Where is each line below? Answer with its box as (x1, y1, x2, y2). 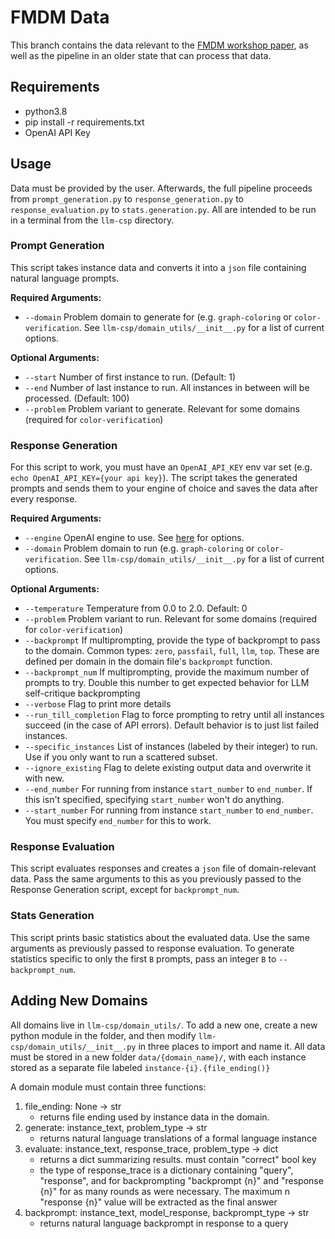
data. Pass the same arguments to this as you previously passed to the (10, 873, 302, 885)
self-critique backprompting (24, 687, 141, 700)
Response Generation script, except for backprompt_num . (10, 884, 240, 896)
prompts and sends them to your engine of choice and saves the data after (10, 482, 318, 495)
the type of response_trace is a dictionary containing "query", (39, 1164, 294, 1176)
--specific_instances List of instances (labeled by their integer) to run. (24, 741, 318, 753)
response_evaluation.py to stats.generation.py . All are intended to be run (10, 203, 317, 215)
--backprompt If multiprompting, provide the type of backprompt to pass (24, 634, 321, 646)
